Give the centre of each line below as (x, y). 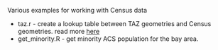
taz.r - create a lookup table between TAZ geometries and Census (114, 24)
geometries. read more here (59, 31)
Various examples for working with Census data (77, 10)
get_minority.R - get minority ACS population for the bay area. (108, 39)
